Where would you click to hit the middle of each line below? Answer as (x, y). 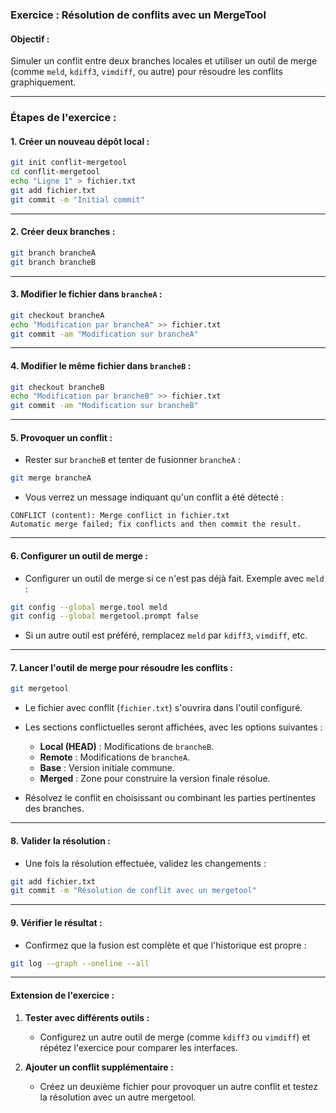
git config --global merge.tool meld (89, 607)
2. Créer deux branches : (63, 232)
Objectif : (30, 39)
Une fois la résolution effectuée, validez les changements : (145, 863)
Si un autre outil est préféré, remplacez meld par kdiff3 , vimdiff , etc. (166, 635)
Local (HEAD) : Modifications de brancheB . (127, 747)
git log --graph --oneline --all (80, 963)
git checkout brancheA (57, 315)
